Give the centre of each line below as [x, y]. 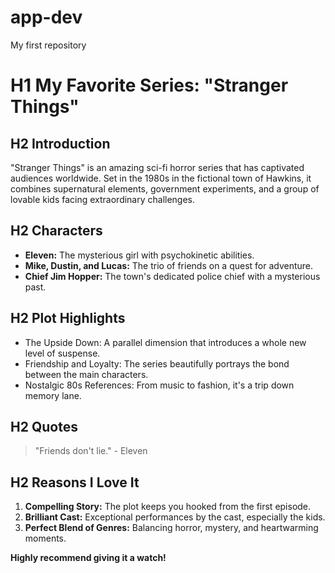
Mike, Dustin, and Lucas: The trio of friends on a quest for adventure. [169, 265]
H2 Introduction [60, 143]
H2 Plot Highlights [68, 318]
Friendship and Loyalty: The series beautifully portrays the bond [157, 363]
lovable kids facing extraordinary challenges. [103, 199]
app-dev [46, 17]
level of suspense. [62, 353]
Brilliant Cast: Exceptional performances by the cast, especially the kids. [175, 517]
